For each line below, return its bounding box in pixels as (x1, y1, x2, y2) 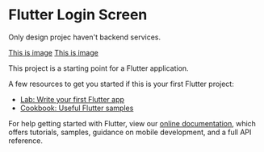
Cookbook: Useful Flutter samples (19, 103, 134, 113)
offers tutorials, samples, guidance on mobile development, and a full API (8, 127, 252, 137)
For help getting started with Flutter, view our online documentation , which (8, 118, 257, 128)
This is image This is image (8, 47, 98, 57)
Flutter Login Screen (8, 6, 148, 24)
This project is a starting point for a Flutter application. (8, 63, 189, 73)
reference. (8, 135, 43, 146)
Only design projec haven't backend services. (8, 32, 161, 42)
